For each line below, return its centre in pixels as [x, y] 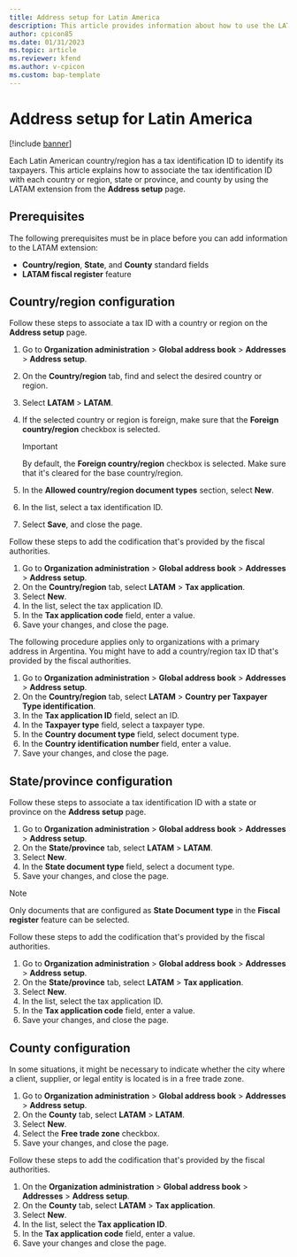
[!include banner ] [41, 144]
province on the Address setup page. [78, 812]
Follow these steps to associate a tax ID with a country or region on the [138, 323]
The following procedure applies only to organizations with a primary [134, 642]
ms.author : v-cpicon [47, 67]
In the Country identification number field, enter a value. [126, 744]
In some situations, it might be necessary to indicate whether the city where [147, 1069]
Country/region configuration [92, 302]
